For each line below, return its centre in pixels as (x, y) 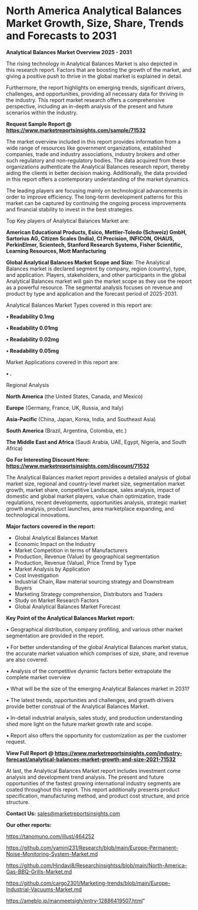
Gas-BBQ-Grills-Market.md (39, 871)
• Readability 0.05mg (32, 350)
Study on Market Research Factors (57, 600)
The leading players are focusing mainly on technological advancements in (97, 190)
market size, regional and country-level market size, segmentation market (95, 484)
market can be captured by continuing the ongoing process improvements (96, 203)
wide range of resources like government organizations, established (89, 148)
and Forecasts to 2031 (61, 36)
